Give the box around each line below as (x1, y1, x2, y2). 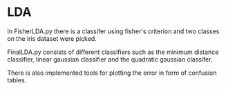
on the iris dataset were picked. (7, 34, 97, 42)
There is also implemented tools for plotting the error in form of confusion (7, 69, 217, 77)
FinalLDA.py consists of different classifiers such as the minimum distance (7, 48, 219, 56)
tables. (7, 75, 27, 84)
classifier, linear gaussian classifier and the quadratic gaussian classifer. (7, 55, 213, 63)
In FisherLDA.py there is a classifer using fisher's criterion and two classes (7, 27, 220, 35)
